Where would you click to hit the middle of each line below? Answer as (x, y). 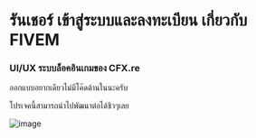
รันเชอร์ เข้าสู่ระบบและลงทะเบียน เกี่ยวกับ (128, 20)
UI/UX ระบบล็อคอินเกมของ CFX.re (75, 69)
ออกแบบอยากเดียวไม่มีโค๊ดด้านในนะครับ (69, 87)
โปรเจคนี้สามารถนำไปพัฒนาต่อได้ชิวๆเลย (69, 106)
